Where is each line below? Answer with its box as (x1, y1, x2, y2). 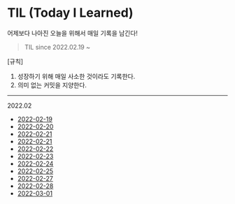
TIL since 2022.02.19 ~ (24, 43, 91, 51)
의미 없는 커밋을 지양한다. (17, 80, 87, 89)
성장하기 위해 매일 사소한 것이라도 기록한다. (17, 72, 136, 80)
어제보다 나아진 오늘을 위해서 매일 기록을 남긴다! (7, 29, 138, 37)
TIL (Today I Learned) (7, 5, 134, 21)
